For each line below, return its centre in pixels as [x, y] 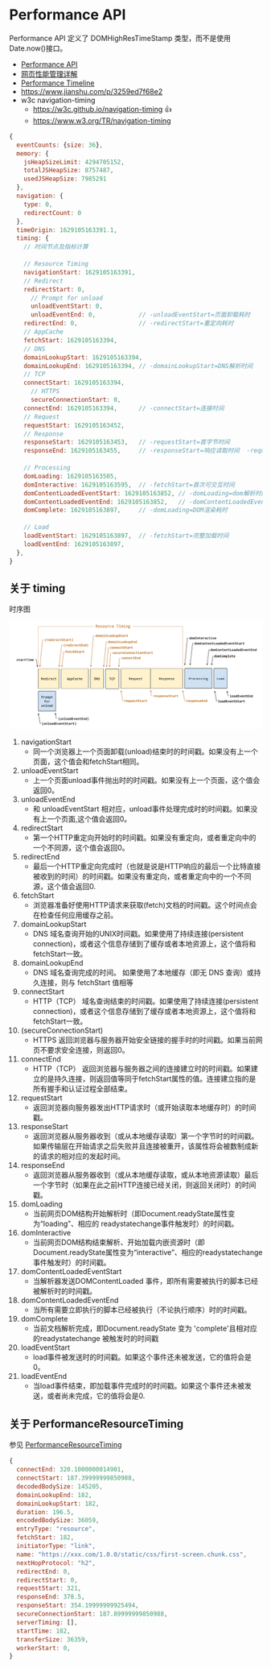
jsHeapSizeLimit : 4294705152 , [74, 162]
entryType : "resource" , [56, 1529]
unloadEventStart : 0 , [67, 306]
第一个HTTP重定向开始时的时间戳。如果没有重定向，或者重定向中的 [144, 838]
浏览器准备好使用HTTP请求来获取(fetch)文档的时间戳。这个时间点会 [145, 905]
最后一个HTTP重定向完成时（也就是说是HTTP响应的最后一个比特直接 [147, 867]
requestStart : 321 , [49, 1588]
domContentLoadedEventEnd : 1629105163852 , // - [109, 502]
